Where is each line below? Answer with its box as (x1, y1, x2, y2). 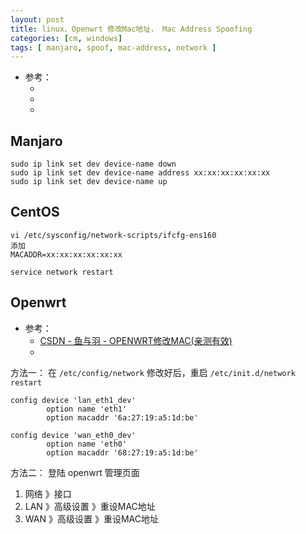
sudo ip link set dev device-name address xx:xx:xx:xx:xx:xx (10, 168, 271, 178)
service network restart (10, 267, 114, 277)
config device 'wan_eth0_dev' (10, 430, 137, 440)
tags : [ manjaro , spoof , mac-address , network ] (10, 42, 217, 53)
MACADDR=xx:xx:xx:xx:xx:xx (10, 249, 123, 260)
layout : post (10, 14, 65, 25)
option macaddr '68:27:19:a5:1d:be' (46, 447, 199, 458)
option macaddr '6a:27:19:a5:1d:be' (46, 412, 199, 423)
